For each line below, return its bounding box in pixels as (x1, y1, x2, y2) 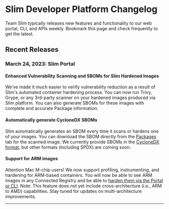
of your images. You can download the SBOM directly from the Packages (5, 133, 157, 139)
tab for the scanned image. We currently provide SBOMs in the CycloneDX (5, 139, 159, 145)
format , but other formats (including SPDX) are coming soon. (5, 144, 131, 150)
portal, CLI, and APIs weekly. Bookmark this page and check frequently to (5, 25, 158, 31)
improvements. (5, 193, 36, 199)
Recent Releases (5, 45, 59, 54)
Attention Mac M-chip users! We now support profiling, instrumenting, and (5, 167, 159, 173)
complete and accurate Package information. (5, 106, 99, 112)
